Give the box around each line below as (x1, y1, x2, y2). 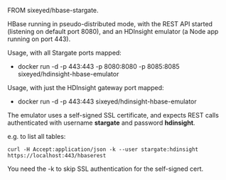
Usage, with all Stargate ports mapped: (7, 49, 122, 57)
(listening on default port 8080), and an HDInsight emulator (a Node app (7, 28, 219, 35)
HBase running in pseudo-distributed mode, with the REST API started (7, 20, 213, 28)
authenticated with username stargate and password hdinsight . (7, 118, 195, 127)
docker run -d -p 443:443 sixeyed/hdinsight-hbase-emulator (17, 97, 197, 106)
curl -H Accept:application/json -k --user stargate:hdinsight (7, 146, 199, 153)
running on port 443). (7, 35, 71, 43)
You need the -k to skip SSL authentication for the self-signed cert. (7, 164, 204, 173)
